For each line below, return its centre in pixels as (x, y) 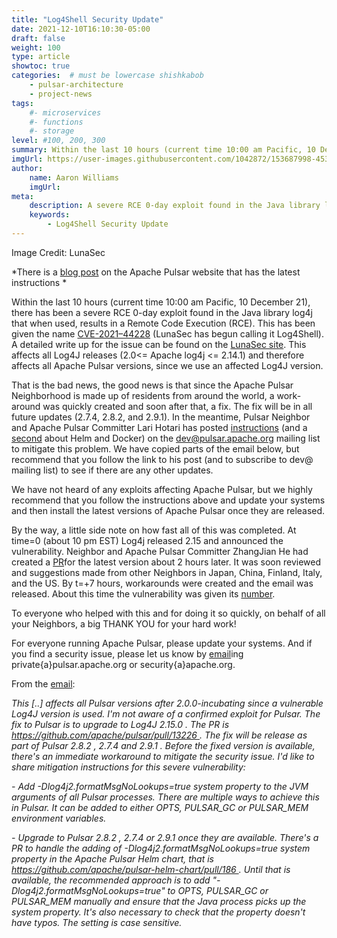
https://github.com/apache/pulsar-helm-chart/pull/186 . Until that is (151, 869)
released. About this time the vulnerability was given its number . (143, 593)
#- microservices (65, 112)
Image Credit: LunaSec (58, 252)
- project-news (61, 94)
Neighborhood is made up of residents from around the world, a (143, 395)
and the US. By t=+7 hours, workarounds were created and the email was (162, 583)
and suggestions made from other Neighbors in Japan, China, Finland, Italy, (167, 572)
